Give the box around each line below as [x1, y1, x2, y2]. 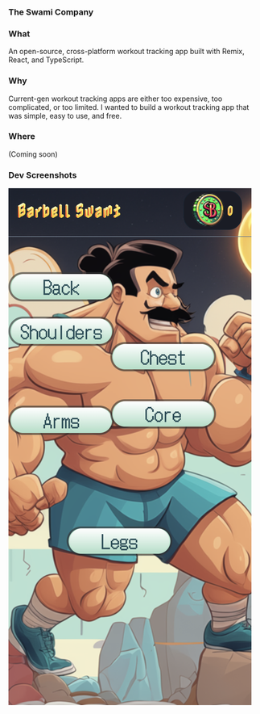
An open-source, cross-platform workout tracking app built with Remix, [8, 47, 245, 57]
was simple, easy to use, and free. [8, 111, 122, 120]
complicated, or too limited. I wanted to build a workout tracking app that [8, 102, 250, 111]
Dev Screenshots [8, 169, 77, 180]
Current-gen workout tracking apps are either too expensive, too [8, 94, 223, 103]
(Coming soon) [8, 149, 58, 159]
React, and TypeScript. [8, 55, 85, 65]
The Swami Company [8, 6, 94, 18]
